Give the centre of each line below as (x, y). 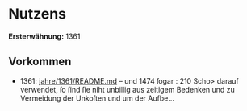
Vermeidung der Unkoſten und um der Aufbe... (97, 98)
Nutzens (38, 14)
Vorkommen (40, 62)
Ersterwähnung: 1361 (44, 36)
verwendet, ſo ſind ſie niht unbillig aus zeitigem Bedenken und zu (128, 89)
